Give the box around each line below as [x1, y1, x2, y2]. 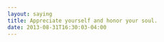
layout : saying [7, 10, 53, 18]
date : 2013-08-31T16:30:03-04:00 [7, 23, 107, 31]
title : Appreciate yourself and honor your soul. [7, 17, 158, 24]
